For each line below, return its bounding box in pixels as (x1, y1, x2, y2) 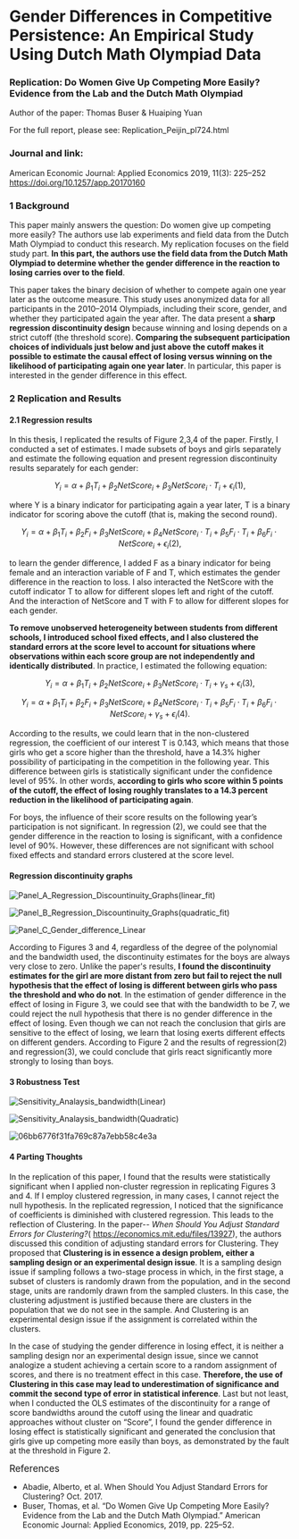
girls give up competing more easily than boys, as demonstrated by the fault (9, 1435, 290, 1446)
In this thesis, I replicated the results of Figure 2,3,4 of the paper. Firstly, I (9, 434, 278, 445)
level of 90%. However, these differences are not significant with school (9, 840, 274, 851)
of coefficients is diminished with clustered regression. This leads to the (9, 1209, 274, 1220)
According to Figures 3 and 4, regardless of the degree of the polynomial (9, 942, 278, 953)
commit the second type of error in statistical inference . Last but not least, (9, 1388, 289, 1399)
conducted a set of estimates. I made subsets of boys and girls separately (9, 444, 282, 455)
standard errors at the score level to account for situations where (9, 641, 256, 652)
